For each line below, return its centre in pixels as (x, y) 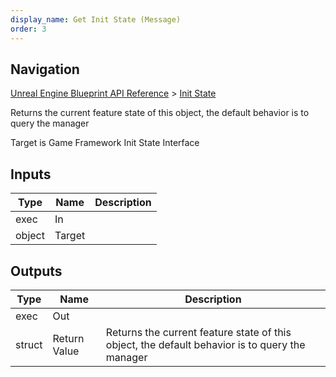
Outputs (36, 271)
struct (29, 344)
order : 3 (28, 29)
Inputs (31, 174)
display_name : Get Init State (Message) (96, 19)
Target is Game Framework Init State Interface (105, 143)
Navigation (45, 69)
